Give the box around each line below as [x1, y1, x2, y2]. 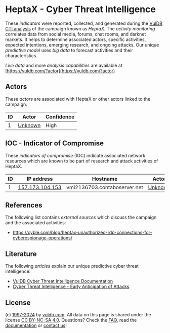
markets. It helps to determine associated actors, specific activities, [5, 36, 146, 43]
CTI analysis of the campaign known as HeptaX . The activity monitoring [5, 25, 155, 31]
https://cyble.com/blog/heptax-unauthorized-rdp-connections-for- [12, 229, 153, 236]
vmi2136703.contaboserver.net [66, 184, 143, 191]
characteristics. [5, 52, 38, 59]
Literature [5, 249, 37, 258]
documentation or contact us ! [5, 322, 67, 328]
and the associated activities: [5, 220, 66, 226]
